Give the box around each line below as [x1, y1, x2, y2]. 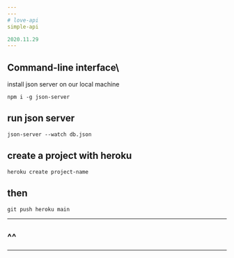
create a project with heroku [7, 150, 132, 162]
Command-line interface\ [7, 61, 120, 73]
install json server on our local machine [7, 80, 120, 89]
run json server [7, 112, 75, 124]
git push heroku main [7, 206, 70, 213]
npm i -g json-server [7, 93, 70, 101]
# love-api [7, 17, 39, 24]
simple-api [7, 23, 39, 30]
